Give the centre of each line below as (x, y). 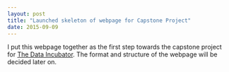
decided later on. (32, 62)
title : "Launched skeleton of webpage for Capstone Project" (99, 20)
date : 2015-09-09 (33, 27)
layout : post (27, 14)
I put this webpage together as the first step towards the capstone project (115, 47)
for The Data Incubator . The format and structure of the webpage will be (112, 54)
